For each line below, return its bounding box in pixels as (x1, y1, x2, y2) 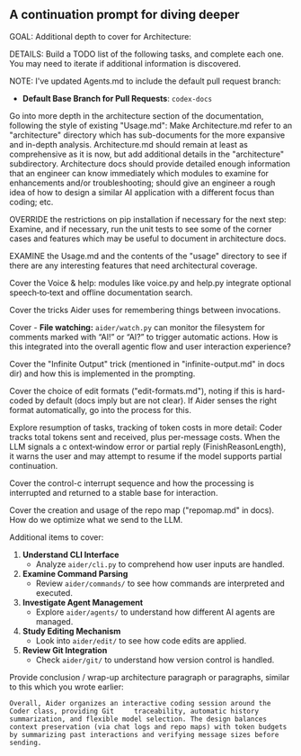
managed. (35, 616, 74, 626)
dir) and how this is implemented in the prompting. (9, 368, 196, 379)
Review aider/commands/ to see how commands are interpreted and (35, 578, 285, 589)
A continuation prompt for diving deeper (9, 7, 240, 22)
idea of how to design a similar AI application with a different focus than (9, 186, 275, 197)
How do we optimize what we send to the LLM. (9, 514, 183, 525)
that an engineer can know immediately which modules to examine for (9, 167, 270, 178)
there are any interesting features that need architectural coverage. (9, 260, 258, 271)
